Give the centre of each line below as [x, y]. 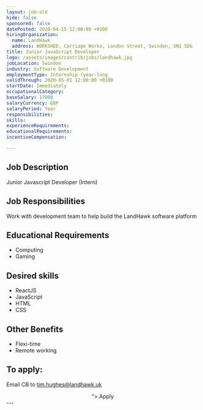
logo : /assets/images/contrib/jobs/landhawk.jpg [69, 58]
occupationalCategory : [35, 92]
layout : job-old [27, 12]
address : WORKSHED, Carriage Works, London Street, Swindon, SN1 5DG [102, 47]
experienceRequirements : [38, 126]
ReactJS [26, 291]
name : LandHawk [31, 40]
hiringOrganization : [33, 35]
